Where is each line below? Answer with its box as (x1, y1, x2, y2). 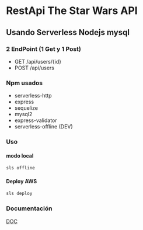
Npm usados (6, 79, 43, 87)
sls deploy (6, 191, 33, 197)
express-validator (14, 117, 57, 124)
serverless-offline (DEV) (14, 123, 73, 130)
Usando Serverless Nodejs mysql (6, 27, 130, 37)
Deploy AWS (6, 177, 37, 184)
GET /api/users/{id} (14, 58, 61, 65)
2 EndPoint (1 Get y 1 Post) (6, 45, 82, 53)
